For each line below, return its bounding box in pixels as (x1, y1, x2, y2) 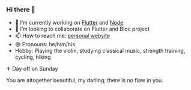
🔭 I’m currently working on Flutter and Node (14, 19, 124, 26)
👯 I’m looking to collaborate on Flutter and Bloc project (14, 25, 150, 32)
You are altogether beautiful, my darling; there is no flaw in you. (6, 77, 163, 84)
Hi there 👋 (6, 5, 36, 14)
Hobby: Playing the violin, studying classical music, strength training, (14, 47, 186, 55)
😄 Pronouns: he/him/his (14, 41, 75, 48)
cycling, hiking (14, 53, 51, 61)
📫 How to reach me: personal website (14, 32, 110, 40)
